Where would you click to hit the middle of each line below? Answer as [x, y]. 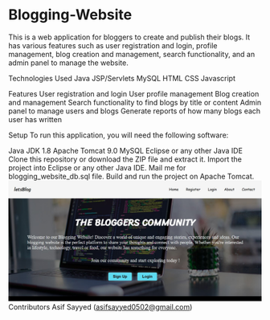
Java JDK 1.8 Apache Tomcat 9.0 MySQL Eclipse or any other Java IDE [126, 150]
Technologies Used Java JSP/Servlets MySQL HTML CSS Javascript [122, 78]
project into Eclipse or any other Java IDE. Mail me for [97, 167]
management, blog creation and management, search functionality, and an [132, 54]
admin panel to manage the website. [68, 63]
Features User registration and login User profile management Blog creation [134, 93]
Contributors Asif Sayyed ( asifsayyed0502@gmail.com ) [100, 306]
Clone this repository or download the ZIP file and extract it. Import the [125, 159]
